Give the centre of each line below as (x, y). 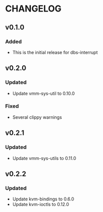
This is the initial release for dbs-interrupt (55, 52)
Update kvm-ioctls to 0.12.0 (40, 204)
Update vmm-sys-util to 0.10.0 (43, 93)
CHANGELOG (33, 9)
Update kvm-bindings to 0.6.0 (43, 199)
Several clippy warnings (37, 117)
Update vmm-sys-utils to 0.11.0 (44, 158)
